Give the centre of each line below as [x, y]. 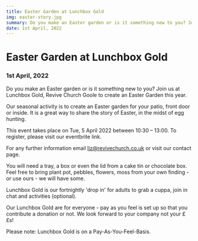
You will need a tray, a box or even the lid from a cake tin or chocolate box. [97, 165]
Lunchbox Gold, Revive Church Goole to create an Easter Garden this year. [97, 95]
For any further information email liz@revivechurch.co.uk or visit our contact [99, 148]
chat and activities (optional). [41, 196]
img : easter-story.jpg [34, 17]
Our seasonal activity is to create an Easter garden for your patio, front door [98, 106]
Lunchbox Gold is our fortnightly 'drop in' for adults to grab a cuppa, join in [97, 190]
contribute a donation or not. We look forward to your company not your [94, 214]
